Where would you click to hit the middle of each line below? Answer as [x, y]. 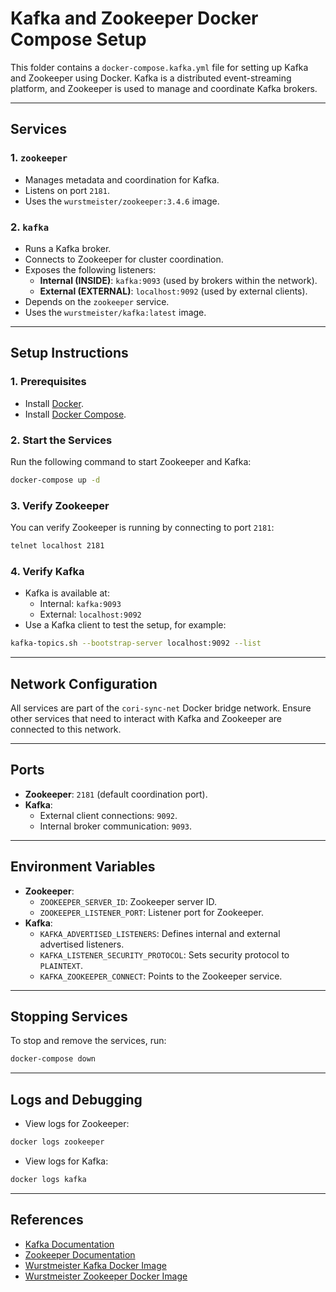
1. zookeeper [39, 158]
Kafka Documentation [69, 1244]
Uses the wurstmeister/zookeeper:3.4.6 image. [122, 201]
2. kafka [30, 227]
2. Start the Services [61, 440]
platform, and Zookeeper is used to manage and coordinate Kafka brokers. [164, 88]
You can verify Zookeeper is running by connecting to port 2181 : [142, 528]
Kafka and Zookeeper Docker [134, 18]
